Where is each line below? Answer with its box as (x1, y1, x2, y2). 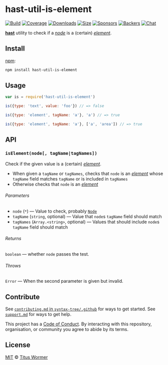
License (5, 341, 31, 349)
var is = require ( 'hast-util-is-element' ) (5, 94, 95, 100)
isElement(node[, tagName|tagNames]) (5, 150, 98, 156)
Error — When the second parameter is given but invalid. (5, 278, 124, 284)
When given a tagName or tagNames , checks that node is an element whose (12, 170, 163, 176)
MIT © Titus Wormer (5, 354, 48, 360)
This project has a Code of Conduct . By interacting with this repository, (5, 321, 152, 327)
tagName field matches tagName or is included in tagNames (12, 175, 128, 181)
